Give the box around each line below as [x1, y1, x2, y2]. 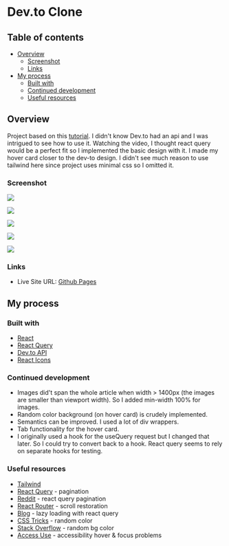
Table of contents [7, 32, 84, 43]
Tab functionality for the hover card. [17, 425, 120, 433]
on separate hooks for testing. [17, 447, 103, 455]
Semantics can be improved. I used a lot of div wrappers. [17, 417, 179, 426]
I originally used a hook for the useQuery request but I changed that [17, 433, 210, 441]
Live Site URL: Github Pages [17, 278, 97, 286]
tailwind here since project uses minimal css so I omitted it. [7, 161, 174, 169]
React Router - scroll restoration [17, 501, 108, 510]
